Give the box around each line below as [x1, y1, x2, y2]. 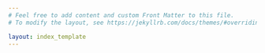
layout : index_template [8, 33, 87, 41]
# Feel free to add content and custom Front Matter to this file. [8, 11, 235, 19]
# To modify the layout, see [8, 19, 104, 26]
